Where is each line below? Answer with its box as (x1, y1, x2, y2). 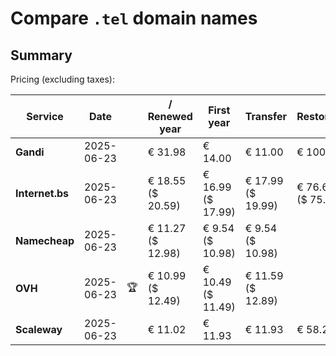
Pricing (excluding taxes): (10, 73, 116, 85)
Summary (10, 47, 73, 64)
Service (26, 110, 64, 123)
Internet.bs (15, 187, 70, 200)
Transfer (244, 110, 288, 123)
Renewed (147, 110, 193, 123)
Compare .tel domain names (10, 7, 258, 30)
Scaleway (15, 323, 63, 336)
